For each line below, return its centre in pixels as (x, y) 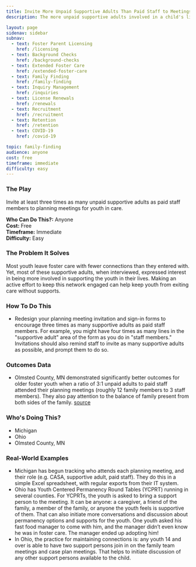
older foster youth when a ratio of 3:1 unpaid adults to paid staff (91, 384)
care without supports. (33, 291)
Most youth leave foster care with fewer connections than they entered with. (98, 266)
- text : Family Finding (40, 77)
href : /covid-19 (36, 136)
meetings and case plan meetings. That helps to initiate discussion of (98, 552)
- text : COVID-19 (32, 131)
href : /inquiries (38, 93)
